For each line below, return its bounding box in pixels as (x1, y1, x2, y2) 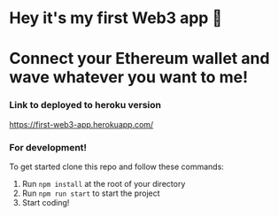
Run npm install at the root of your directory (21, 178, 186, 189)
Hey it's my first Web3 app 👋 (9, 8, 223, 28)
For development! (9, 141, 87, 153)
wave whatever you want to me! (9, 67, 249, 88)
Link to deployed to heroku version (9, 99, 162, 112)
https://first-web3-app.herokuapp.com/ (9, 119, 154, 129)
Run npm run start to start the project (21, 188, 161, 198)
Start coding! (21, 197, 70, 207)
